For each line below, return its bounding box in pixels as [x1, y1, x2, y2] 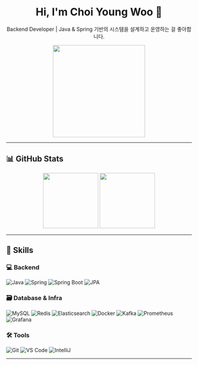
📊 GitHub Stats [6, 154, 64, 164]
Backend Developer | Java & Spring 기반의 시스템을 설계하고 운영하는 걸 [6, 25, 176, 32]
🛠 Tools [6, 331, 30, 339]
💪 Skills [6, 245, 34, 255]
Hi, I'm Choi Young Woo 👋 [35, 5, 163, 19]
